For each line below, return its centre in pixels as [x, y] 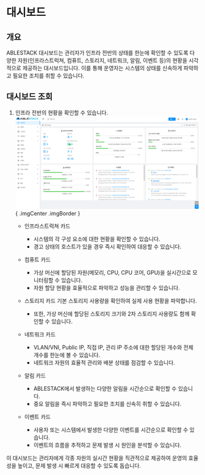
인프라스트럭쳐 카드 [47, 226]
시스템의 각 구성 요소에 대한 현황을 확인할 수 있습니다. [97, 239]
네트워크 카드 [40, 334]
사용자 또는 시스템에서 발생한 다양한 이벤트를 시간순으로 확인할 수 [111, 430]
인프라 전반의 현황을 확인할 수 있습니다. [62, 112]
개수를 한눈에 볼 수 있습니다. [67, 355]
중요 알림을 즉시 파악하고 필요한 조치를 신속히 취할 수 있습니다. [107, 404]
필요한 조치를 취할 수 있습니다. [49, 76]
